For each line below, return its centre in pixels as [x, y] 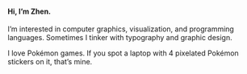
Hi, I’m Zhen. [29, 11]
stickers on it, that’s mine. [50, 62]
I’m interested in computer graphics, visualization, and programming [121, 29]
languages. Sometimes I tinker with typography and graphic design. [120, 38]
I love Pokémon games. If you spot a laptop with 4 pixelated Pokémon [123, 53]
